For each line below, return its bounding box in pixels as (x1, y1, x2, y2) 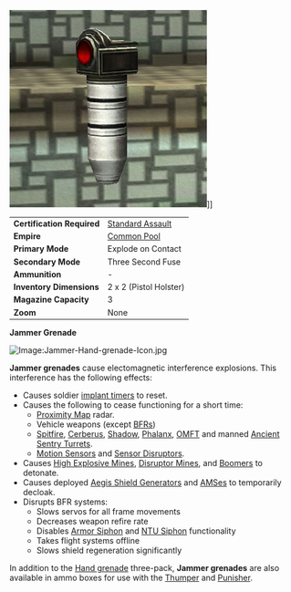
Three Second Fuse (107, 256, 181, 267)
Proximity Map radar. (36, 410, 116, 420)
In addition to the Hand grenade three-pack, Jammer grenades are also (9, 563, 280, 573)
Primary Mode (13, 244, 69, 254)
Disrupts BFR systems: (22, 496, 108, 507)
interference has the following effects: (9, 372, 153, 383)
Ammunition (13, 268, 62, 279)
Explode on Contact (107, 244, 182, 254)
